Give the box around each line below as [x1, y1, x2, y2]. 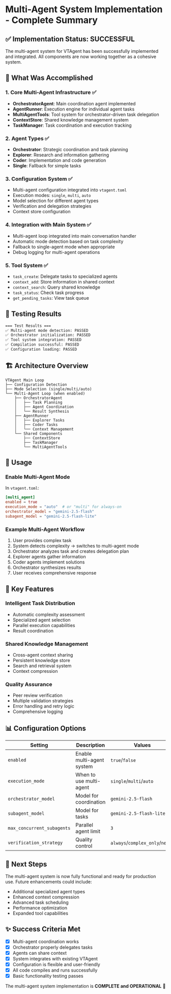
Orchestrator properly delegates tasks [12, 944, 93, 950]
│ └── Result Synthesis [14, 409, 70, 414]
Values [134, 742, 151, 749]
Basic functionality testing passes [12, 973, 83, 979]
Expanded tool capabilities [12, 910, 69, 917]
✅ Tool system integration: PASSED [5, 337, 82, 343]
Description [76, 742, 105, 749]
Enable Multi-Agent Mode [5, 473, 70, 480]
